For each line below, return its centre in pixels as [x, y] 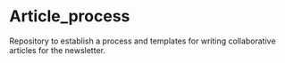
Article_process [70, 16]
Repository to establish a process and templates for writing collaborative [142, 41]
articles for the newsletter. [57, 50]
